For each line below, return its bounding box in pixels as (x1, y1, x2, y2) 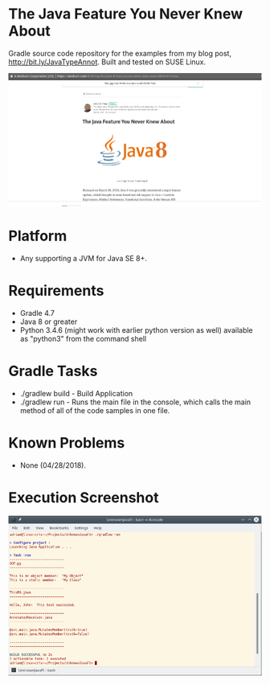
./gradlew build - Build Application (19, 388, 133, 398)
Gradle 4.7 (19, 308, 55, 317)
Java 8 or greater (19, 317, 78, 326)
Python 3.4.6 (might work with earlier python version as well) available (19, 325, 253, 334)
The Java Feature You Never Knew (8, 5, 243, 23)
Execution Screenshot (8, 488, 159, 506)
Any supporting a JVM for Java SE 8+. (19, 253, 147, 263)
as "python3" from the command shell (19, 334, 147, 343)
